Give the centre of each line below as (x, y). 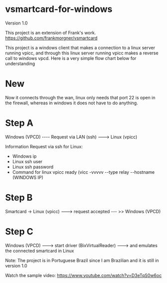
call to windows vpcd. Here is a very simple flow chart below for (71, 58)
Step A (19, 123)
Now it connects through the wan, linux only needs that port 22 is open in (80, 97)
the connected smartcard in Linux (40, 251)
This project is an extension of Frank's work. (50, 32)
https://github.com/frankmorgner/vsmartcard (51, 38)
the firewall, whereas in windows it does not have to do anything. (72, 103)
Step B (19, 198)
